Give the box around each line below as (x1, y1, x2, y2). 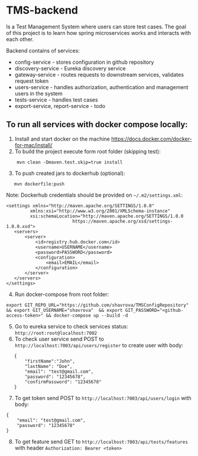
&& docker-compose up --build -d (46, 312, 128, 318)
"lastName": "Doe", (24, 363, 73, 369)
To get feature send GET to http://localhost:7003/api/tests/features (14, 438, 188, 445)
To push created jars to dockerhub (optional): (14, 170, 125, 177)
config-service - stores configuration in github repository (14, 58, 154, 66)
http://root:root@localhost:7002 (14, 330, 98, 336)
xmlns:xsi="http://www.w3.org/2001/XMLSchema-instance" (30, 208, 170, 214)
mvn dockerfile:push (14, 181, 65, 187)
